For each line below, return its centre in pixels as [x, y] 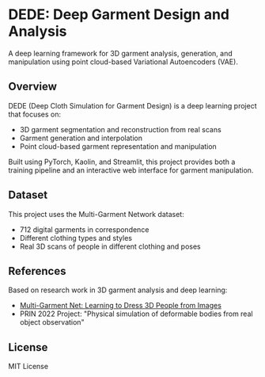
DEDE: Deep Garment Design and [119, 15]
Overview [33, 87]
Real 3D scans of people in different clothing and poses [110, 246]
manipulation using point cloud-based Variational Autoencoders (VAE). [123, 62]
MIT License [28, 367]
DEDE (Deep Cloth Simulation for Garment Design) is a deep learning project [132, 105]
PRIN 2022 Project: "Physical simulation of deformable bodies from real [136, 314]
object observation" [52, 322]
